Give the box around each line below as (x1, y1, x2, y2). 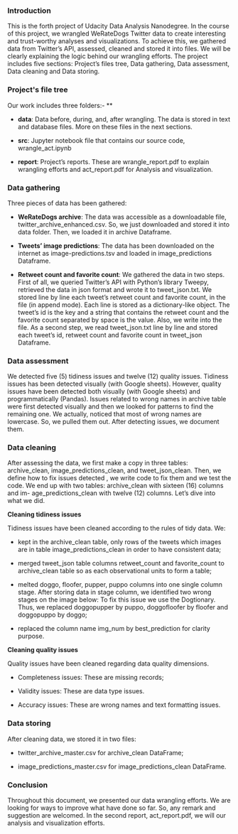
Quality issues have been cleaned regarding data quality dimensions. (7, 659, 210, 668)
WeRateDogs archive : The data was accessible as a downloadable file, (17, 212, 227, 221)
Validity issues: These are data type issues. (17, 687, 145, 695)
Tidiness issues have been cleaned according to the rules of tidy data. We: (7, 524, 226, 533)
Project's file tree (7, 85, 69, 94)
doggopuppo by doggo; (17, 610, 87, 619)
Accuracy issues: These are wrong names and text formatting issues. (17, 700, 221, 709)
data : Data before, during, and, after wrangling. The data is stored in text (17, 114, 231, 123)
